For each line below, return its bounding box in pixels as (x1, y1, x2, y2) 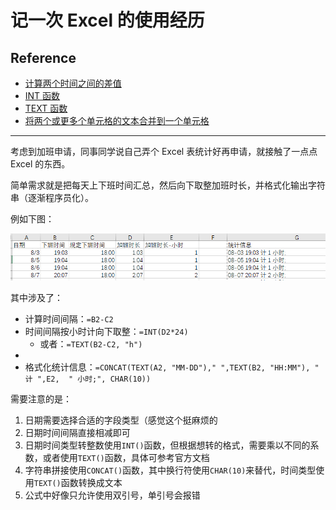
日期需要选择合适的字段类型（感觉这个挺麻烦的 (24, 414, 218, 426)
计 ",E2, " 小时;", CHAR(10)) (24, 374, 152, 384)
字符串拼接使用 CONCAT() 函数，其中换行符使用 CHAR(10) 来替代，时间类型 (24, 464, 317, 476)
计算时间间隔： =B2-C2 (24, 312, 114, 325)
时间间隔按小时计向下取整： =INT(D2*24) (24, 325, 189, 337)
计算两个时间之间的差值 (24, 77, 122, 89)
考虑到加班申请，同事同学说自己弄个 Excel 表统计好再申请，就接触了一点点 (10, 146, 318, 157)
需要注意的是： (10, 392, 72, 405)
